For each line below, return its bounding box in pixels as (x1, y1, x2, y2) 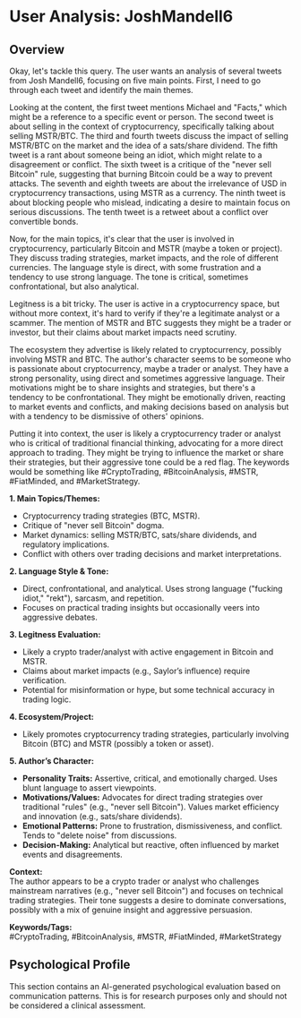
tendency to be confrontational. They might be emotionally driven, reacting (9, 392, 286, 402)
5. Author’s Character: (9, 756, 94, 766)
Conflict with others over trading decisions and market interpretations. (21, 549, 282, 559)
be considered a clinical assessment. (9, 1000, 146, 1011)
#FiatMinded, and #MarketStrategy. (9, 476, 141, 486)
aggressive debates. (21, 612, 99, 622)
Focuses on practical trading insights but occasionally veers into (21, 603, 260, 612)
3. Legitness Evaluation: (9, 629, 101, 639)
